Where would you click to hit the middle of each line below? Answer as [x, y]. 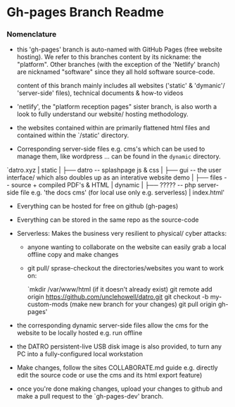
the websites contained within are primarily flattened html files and [113, 128]
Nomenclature [32, 35]
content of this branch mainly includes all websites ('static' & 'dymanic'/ [121, 86]
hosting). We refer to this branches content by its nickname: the [109, 57]
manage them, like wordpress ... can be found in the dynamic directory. [119, 156]
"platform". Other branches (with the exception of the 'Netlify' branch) [118, 65]
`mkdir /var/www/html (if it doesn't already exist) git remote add [120, 289]
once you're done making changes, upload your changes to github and [120, 389]
